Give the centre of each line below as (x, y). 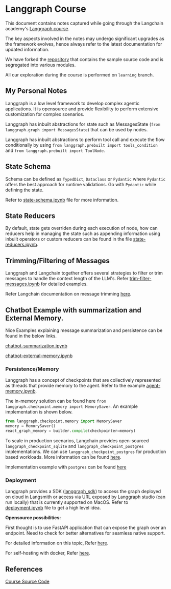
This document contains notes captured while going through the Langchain (84, 23)
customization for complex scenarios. (45, 114)
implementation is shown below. (39, 412)
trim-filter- (140, 279)
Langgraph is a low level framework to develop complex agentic (72, 103)
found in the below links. (31, 336)
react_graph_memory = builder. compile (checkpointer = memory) (71, 431)
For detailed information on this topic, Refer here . (57, 543)
